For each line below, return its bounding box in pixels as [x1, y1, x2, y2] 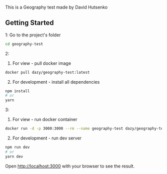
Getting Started [5, 18, 54, 27]
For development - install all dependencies [12, 79, 100, 85]
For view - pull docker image [12, 60, 71, 66]
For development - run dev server [12, 135, 82, 141]
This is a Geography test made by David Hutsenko [5, 4, 108, 10]
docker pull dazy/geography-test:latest [5, 70, 90, 75]
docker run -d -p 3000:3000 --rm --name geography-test [5, 126, 123, 131]
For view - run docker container [12, 117, 78, 123]
